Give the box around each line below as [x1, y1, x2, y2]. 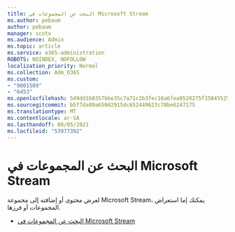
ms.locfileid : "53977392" [7, 128, 83, 135]
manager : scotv [7, 29, 52, 37]
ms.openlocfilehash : [7, 95, 68, 102]
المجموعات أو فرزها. [7, 203, 61, 212]
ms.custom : [7, 75, 39, 83]
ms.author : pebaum [7, 17, 61, 24]
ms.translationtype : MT [7, 108, 77, 115]
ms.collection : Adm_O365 [7, 69, 80, 76]
